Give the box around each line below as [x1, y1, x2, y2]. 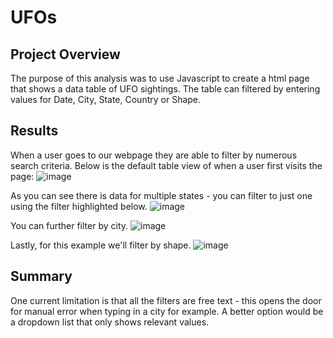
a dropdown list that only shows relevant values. [10, 316, 210, 328]
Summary [10, 268, 73, 285]
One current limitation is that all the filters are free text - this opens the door [10, 294, 322, 306]
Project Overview [10, 46, 121, 63]
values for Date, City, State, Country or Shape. [10, 94, 202, 105]
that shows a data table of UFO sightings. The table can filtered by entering [10, 83, 321, 95]
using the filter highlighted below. [10, 200, 148, 212]
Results [10, 122, 59, 140]
